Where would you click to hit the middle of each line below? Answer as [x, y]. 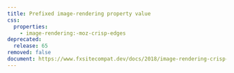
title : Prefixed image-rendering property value [79, 14]
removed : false [29, 53]
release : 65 [31, 46]
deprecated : [24, 40]
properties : [31, 26]
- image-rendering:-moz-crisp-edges [73, 33]
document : [22, 59]
